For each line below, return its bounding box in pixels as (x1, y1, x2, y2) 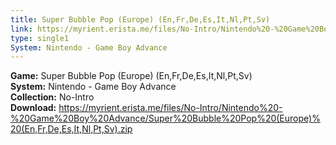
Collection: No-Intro (10, 91, 95, 103)
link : (10, 24, 33, 34)
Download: (10, 102, 57, 114)
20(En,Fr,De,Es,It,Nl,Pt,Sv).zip (10, 123, 133, 135)
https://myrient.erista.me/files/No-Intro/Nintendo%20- (58, 102, 283, 114)
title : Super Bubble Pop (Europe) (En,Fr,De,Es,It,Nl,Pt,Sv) (10, 14, 271, 25)
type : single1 (10, 33, 70, 43)
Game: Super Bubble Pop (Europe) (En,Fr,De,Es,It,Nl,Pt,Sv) (10, 70, 253, 82)
